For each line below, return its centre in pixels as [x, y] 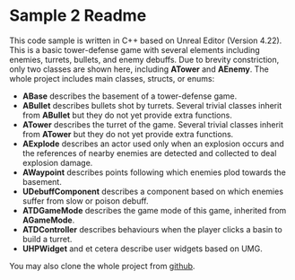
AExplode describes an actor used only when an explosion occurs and [153, 144]
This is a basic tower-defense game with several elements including [134, 49]
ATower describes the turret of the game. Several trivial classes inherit [153, 124]
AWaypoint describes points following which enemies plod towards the [154, 172]
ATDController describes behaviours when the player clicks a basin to [152, 229]
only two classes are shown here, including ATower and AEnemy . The [139, 69]
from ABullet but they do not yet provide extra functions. [127, 115]
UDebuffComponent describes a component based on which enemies [153, 191]
